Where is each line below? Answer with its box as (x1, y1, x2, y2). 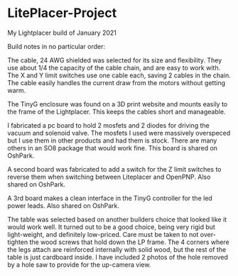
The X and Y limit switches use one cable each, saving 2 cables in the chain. (7, 71, 231, 79)
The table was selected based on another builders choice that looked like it (7, 215, 227, 223)
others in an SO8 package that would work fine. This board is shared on (7, 143, 218, 152)
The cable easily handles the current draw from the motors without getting (7, 78, 226, 87)
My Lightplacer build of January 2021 (7, 28, 117, 37)
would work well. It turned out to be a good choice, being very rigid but (7, 222, 215, 231)
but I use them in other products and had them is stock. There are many (7, 136, 217, 145)
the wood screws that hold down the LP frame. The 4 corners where (29, 238, 229, 246)
